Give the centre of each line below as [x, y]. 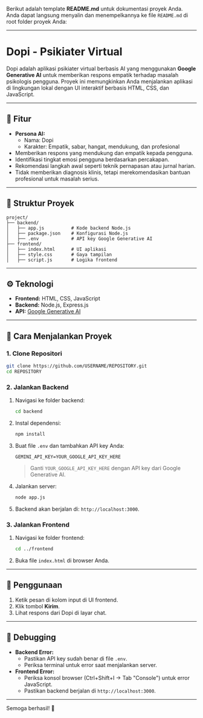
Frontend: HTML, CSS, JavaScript [58, 299]
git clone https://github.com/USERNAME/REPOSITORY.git [77, 366]
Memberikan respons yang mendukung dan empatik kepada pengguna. [104, 153]
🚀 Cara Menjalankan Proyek [59, 336]
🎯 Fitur [19, 119]
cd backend [29, 411]
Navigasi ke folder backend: [50, 401]
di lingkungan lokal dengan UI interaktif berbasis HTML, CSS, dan [88, 88]
